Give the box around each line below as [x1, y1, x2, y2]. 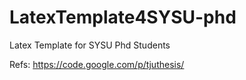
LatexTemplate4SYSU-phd [9, 6, 237, 29]
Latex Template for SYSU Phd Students [9, 39, 171, 51]
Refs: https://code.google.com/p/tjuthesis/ [9, 58, 185, 70]
